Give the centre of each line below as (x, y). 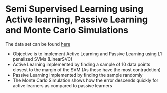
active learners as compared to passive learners (62, 85)
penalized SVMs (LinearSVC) (42, 59)
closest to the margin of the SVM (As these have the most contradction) (87, 69)
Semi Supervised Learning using (74, 9)
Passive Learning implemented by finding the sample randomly (77, 75)
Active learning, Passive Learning (77, 20)
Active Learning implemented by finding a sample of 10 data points (81, 64)
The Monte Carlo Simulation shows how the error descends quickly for (86, 80)
